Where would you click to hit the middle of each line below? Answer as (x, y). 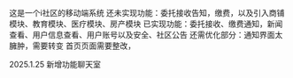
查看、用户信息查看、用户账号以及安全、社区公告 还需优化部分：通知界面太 (146, 35)
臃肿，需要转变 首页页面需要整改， (72, 46)
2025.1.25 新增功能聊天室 (55, 64)
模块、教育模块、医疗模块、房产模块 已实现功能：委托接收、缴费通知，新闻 (146, 24)
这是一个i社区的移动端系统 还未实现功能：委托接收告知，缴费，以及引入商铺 (147, 13)
